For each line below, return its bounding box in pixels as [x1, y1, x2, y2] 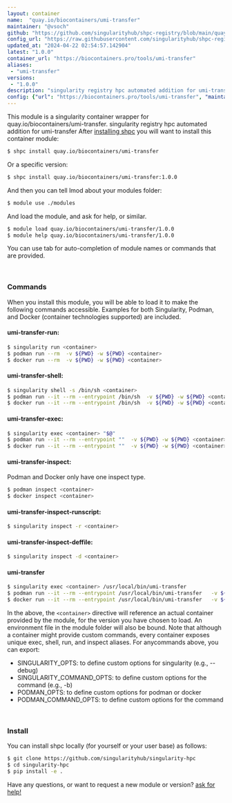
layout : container [7, 10, 60, 17]
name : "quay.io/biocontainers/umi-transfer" [7, 17, 140, 23]
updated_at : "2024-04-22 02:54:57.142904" [7, 42, 131, 49]
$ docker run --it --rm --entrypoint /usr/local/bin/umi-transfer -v [7, 597, 217, 603]
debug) [17, 666, 39, 675]
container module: [7, 135, 59, 142]
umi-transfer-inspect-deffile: [7, 538, 93, 546]
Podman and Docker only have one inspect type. [7, 473, 146, 481]
